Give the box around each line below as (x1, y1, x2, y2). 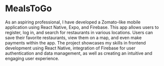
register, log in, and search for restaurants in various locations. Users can (5, 29, 153, 35)
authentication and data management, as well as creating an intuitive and (5, 50, 153, 56)
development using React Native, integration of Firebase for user (5, 45, 136, 51)
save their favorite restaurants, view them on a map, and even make (5, 35, 142, 41)
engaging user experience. (5, 55, 60, 61)
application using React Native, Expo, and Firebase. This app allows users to (5, 24, 159, 30)
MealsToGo (5, 3, 52, 14)
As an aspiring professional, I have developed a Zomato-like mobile (5, 19, 141, 25)
